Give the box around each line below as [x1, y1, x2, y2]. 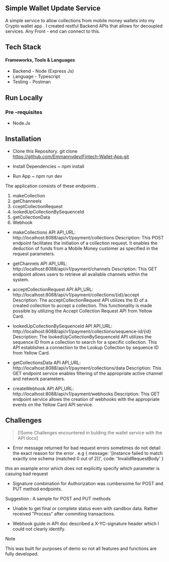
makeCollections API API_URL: [12, 229, 76, 235]
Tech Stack [5, 43, 41, 52]
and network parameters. [12, 376, 66, 382]
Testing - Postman [12, 79, 51, 85]
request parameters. [12, 250, 55, 257]
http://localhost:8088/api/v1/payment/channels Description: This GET [12, 266, 157, 272]
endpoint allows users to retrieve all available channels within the [12, 271, 148, 277]
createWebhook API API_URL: [12, 385, 74, 391]
